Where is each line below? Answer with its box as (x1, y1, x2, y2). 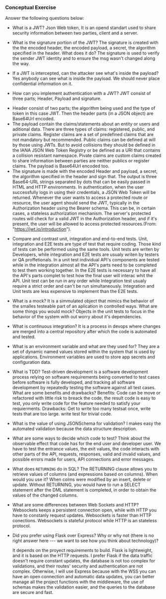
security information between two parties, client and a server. (12, 30, 138, 36)
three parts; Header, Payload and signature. (12, 96, 102, 101)
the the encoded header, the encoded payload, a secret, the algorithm (12, 45, 156, 51)
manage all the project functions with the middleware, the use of (12, 579, 144, 585)
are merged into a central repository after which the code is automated (12, 329, 157, 335)
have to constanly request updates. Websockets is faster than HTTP (12, 512, 152, 518)
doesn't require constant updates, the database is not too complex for (12, 558, 155, 564)
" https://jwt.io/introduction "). (12, 226, 71, 232)
